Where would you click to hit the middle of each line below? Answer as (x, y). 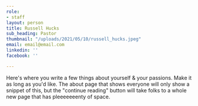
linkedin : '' (22, 50)
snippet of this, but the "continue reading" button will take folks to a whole (97, 90)
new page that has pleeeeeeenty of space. (58, 97)
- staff (16, 17)
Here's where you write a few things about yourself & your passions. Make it (99, 78)
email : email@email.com (35, 45)
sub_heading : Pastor (32, 34)
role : (13, 12)
